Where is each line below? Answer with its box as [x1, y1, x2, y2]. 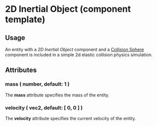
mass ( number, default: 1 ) [5, 81, 70, 88]
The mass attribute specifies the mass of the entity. [5, 92, 109, 98]
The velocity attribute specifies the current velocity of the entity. [5, 115, 136, 121]
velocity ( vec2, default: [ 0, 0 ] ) [5, 104, 83, 111]
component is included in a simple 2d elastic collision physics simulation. [5, 52, 153, 58]
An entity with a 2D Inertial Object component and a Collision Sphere [5, 47, 144, 52]
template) [5, 14, 46, 25]
